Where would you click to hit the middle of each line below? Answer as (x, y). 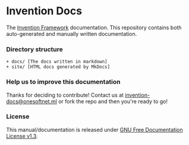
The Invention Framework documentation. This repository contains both (94, 27)
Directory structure (35, 49)
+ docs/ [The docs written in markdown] (57, 62)
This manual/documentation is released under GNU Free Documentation (94, 129)
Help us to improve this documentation (63, 82)
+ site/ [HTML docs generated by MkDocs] (58, 67)
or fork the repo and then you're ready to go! (113, 101)
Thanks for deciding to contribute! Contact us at (65, 95)
